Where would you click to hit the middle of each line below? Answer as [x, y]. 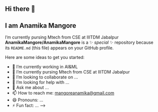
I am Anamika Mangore [41, 26]
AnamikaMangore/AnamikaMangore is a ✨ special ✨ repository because [79, 42]
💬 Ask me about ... [30, 88]
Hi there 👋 [20, 9]
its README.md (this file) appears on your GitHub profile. [59, 48]
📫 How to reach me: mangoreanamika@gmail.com [63, 93]
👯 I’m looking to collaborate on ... [45, 77]
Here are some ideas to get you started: [45, 57]
